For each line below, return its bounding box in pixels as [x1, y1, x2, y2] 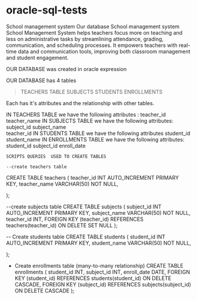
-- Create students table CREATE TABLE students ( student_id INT [6, 233, 166, 240]
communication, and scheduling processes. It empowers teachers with [6, 42, 178, 49]
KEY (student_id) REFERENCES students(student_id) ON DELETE [14, 274, 172, 282]
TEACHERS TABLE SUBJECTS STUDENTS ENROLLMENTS [20, 88, 163, 95]
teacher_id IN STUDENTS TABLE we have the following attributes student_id [6, 130, 191, 137]
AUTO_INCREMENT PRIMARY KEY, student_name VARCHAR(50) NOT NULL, [6, 239, 191, 247]
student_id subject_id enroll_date [6, 142, 86, 149]
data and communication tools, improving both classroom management [18, 48, 191, 55]
